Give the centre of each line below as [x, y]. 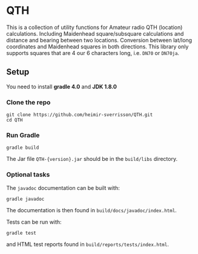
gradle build [23, 148]
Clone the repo [28, 102]
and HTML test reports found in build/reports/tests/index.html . [88, 244]
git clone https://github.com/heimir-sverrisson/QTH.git [80, 115]
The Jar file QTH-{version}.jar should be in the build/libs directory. [92, 159]
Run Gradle [23, 135]
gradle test [21, 233]
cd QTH [15, 120]
